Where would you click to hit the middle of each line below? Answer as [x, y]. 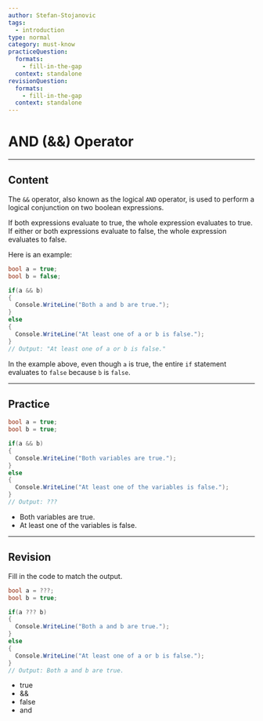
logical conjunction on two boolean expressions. [86, 207]
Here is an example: [40, 254]
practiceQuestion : [38, 52]
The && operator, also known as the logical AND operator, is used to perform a [131, 199]
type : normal [29, 37]
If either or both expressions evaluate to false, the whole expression [117, 231]
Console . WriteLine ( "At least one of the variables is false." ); [122, 487]
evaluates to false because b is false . [69, 372]
